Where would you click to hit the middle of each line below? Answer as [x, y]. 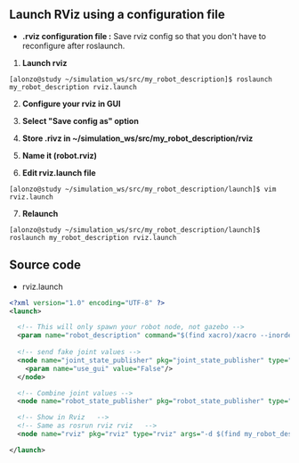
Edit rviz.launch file [59, 172]
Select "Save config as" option [81, 120]
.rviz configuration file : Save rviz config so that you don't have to [144, 36]
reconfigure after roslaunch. [73, 45]
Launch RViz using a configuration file [117, 15]
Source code [45, 265]
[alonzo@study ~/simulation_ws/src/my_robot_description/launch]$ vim [143, 189]
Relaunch [40, 213]
